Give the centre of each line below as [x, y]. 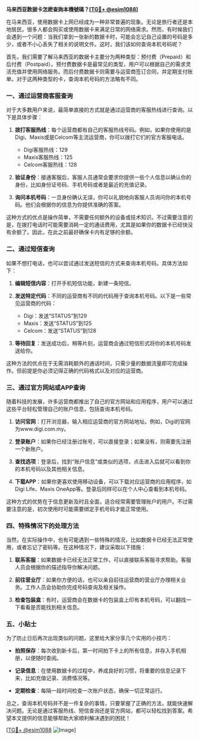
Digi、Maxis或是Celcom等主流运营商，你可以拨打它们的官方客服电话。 [101, 137]
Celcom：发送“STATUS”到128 [60, 330]
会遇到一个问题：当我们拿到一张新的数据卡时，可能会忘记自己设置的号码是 [97, 37]
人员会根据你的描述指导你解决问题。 [59, 567]
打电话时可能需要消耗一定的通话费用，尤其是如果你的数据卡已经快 [107, 225]
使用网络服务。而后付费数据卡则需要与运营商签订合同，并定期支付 [107, 71]
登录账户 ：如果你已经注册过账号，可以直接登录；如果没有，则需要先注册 [103, 441]
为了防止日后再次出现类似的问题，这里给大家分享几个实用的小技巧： [89, 638]
